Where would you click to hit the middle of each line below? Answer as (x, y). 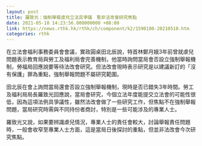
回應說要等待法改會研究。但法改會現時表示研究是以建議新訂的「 (111, 67)
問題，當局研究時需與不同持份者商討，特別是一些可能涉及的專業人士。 (93, 109)
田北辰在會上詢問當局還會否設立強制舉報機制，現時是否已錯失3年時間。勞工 (100, 87)
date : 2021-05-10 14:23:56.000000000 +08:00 (63, 23)
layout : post (23, 12)
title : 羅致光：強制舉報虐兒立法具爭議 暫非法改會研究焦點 (72, 17)
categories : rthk (28, 34)
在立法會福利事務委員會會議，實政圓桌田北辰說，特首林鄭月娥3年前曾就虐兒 (100, 52)
